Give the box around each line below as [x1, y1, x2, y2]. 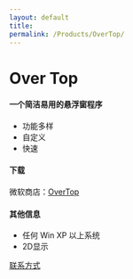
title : [9, 21, 34, 30]
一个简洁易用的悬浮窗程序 [9, 99, 103, 110]
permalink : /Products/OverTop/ [9, 29, 125, 38]
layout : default [9, 12, 69, 22]
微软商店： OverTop [9, 186, 80, 197]
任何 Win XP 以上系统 [21, 230, 100, 241]
